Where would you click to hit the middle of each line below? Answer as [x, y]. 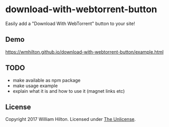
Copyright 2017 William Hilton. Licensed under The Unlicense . [70, 119]
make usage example [35, 86]
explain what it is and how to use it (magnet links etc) [69, 91]
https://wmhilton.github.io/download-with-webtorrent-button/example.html [84, 52]
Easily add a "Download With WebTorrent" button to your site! [70, 23]
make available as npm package [47, 80]
